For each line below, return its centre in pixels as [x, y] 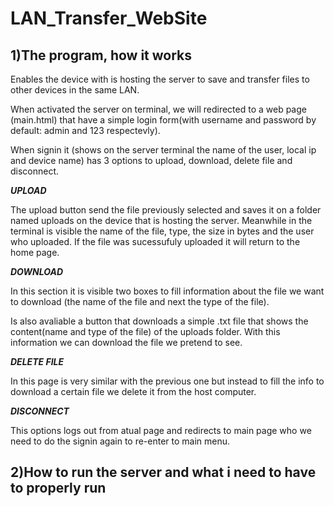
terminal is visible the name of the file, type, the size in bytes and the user [162, 231]
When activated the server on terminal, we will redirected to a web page [158, 109]
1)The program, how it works [101, 55]
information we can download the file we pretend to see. [126, 342]
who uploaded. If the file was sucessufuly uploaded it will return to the [155, 241]
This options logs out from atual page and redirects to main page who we [161, 430]
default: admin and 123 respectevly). [85, 130]
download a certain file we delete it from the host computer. [133, 391]
